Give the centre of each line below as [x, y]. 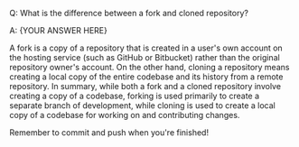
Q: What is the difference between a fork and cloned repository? [129, 13]
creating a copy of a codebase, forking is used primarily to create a [135, 96]
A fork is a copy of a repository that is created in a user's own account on [146, 48]
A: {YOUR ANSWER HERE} [59, 30]
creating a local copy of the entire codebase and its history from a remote [146, 77]
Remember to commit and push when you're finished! [109, 133]
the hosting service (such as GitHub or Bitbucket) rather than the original [145, 57]
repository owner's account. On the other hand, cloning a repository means [149, 67]
